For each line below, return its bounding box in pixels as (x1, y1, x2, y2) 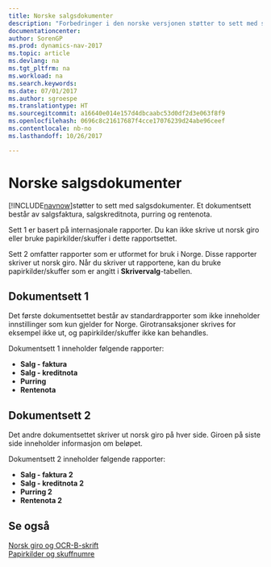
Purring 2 (19, 487, 52, 497)
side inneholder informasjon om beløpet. (8, 439, 143, 448)
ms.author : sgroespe (8, 94, 78, 103)
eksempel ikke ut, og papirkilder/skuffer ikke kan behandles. (8, 328, 209, 338)
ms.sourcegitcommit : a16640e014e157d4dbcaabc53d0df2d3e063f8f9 (8, 110, 226, 118)
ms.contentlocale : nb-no (8, 124, 92, 132)
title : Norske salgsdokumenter (8, 11, 114, 20)
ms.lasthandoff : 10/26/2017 (8, 132, 103, 140)
